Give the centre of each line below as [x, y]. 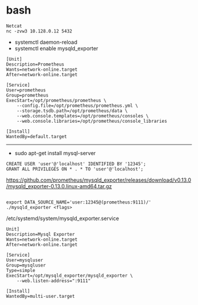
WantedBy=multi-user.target [41, 296]
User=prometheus [26, 90]
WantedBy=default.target [37, 136]
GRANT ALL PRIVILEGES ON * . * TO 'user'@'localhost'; [75, 169]
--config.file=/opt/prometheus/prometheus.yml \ [77, 106]
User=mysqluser [25, 260]
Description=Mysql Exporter [41, 234]
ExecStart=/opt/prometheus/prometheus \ [57, 100]
